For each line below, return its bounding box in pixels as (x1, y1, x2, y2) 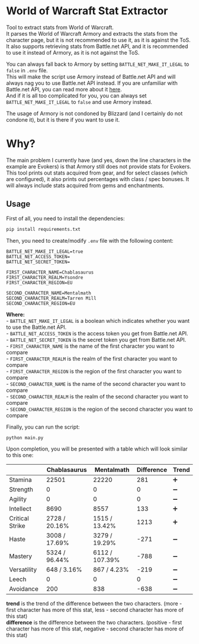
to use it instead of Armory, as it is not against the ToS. (6, 49, 140, 56)
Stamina (9, 475, 32, 484)
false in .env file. (6, 66, 49, 74)
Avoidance (9, 585, 38, 593)
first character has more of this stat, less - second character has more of (6, 606, 184, 613)
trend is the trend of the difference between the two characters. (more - (6, 599, 182, 607)
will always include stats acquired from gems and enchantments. (6, 182, 165, 189)
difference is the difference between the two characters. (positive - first (6, 618, 182, 626)
